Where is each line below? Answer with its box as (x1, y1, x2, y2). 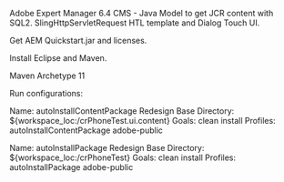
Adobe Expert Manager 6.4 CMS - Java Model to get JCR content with (9, 8, 274, 18)
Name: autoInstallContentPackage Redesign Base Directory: (9, 106, 235, 116)
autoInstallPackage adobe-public (9, 162, 134, 172)
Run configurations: (9, 88, 84, 98)
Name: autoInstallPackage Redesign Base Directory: (9, 143, 205, 153)
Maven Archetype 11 (9, 70, 86, 81)
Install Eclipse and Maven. (9, 53, 107, 63)
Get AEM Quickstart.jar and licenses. (9, 35, 147, 45)
